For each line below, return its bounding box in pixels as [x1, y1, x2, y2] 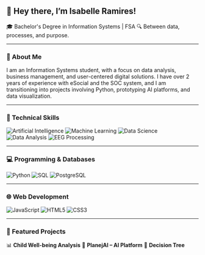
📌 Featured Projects [6, 227, 66, 235]
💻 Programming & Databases [6, 155, 96, 164]
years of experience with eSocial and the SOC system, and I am [6, 79, 167, 87]
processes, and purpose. [6, 31, 70, 39]
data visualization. [6, 92, 52, 100]
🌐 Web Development [6, 192, 69, 201]
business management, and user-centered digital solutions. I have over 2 [6, 73, 190, 80]
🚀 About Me [6, 53, 42, 61]
